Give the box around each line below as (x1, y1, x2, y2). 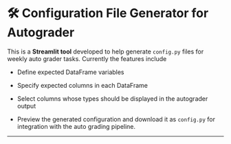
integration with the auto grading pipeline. (16, 122, 136, 130)
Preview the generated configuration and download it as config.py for (16, 115, 215, 123)
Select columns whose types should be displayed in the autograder (16, 94, 208, 103)
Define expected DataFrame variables (16, 68, 125, 76)
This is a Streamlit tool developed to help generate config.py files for (7, 47, 204, 56)
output (16, 101, 36, 110)
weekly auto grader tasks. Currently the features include (7, 54, 167, 62)
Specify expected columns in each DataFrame (16, 81, 148, 89)
